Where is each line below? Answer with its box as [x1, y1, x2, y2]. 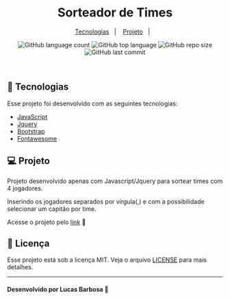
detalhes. [7, 263, 34, 271]
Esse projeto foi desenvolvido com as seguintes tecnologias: [7, 99, 178, 108]
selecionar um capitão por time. [7, 204, 97, 213]
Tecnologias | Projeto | [75, 27, 151, 36]
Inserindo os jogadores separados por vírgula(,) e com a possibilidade [7, 197, 205, 205]
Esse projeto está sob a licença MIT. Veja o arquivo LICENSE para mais [7, 255, 207, 264]
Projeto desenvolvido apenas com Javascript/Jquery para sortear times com [7, 177, 223, 185]
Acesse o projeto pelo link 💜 [7, 218, 86, 226]
